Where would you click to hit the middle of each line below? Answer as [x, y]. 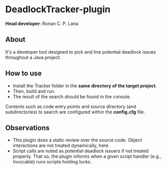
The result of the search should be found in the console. [72, 96]
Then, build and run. [34, 91]
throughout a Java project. [33, 57]
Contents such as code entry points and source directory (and [71, 106]
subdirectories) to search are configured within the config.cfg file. [75, 112]
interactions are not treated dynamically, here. [61, 145]
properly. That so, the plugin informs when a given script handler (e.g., [87, 156]
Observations [28, 128]
